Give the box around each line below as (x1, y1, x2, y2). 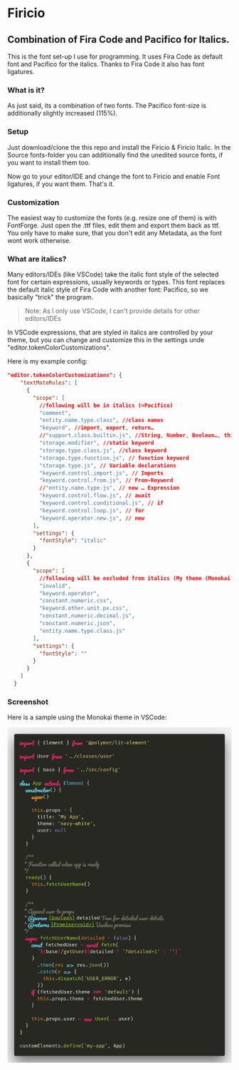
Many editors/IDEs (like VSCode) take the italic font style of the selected (7, 270, 219, 279)
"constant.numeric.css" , (38, 597, 113, 605)
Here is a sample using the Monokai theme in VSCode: (7, 713, 167, 721)
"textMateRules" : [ (20, 379, 78, 386)
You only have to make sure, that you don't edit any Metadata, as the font (7, 228, 222, 237)
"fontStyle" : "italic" (38, 537, 107, 545)
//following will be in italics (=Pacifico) (38, 401, 174, 409)
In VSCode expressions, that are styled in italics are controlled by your (7, 328, 213, 336)
